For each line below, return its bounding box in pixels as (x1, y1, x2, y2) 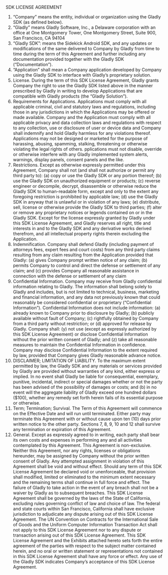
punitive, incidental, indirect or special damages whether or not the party (12, 379, 163, 385)
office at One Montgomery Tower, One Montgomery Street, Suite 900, (12, 30, 157, 35)
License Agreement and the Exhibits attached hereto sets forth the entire (12, 538, 163, 543)
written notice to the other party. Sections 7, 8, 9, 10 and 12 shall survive (12, 421, 161, 427)
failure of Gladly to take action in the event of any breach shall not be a (12, 485, 159, 490)
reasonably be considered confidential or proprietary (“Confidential (12, 300, 152, 305)
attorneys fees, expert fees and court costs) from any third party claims (12, 246, 160, 252)
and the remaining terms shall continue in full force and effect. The (12, 479, 150, 485)
